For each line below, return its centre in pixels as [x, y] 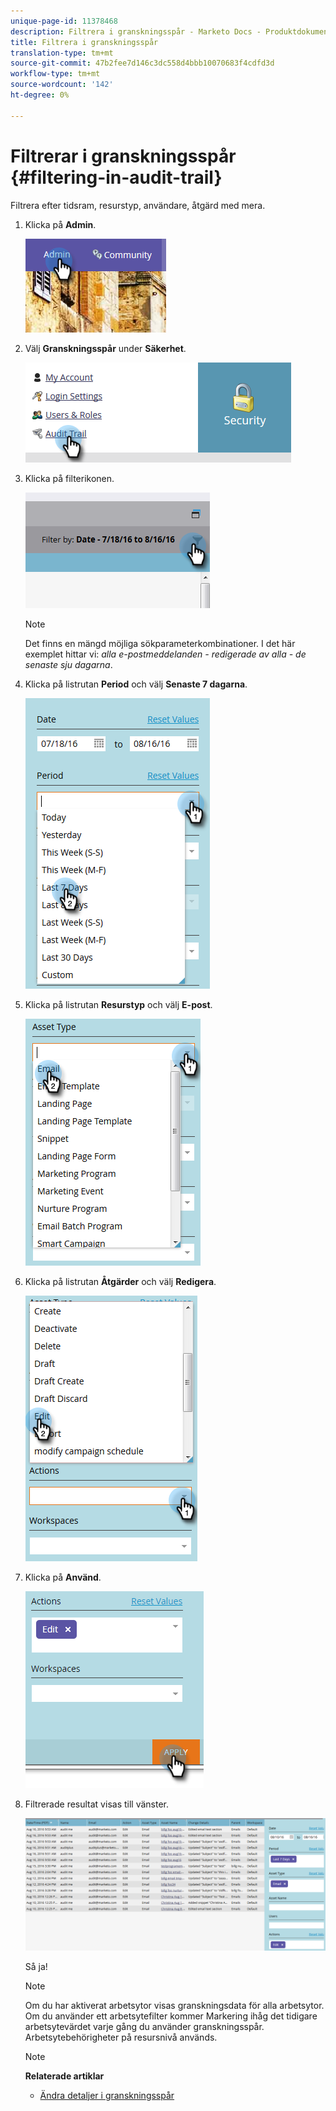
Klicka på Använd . [63, 1577]
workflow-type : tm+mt [55, 74]
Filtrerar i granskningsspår [123, 156]
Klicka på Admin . [60, 224]
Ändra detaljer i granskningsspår [107, 2095]
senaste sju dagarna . [68, 664]
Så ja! [36, 1966]
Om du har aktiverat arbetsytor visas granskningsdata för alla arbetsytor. [174, 2005]
